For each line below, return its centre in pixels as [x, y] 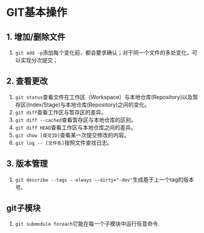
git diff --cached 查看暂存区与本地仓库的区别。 [76, 120]
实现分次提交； [39, 60]
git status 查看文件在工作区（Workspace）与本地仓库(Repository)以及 [104, 97]
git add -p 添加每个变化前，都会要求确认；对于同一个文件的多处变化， [104, 53]
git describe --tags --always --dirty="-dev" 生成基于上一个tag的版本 [104, 179]
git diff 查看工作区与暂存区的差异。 [61, 112]
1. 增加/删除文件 [36, 37]
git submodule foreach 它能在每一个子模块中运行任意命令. [87, 224]
